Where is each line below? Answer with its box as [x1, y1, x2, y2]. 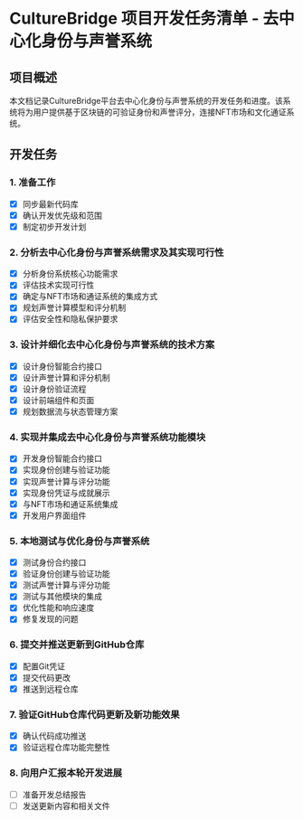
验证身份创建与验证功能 [22, 569, 110, 580]
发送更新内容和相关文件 [22, 800, 110, 811]
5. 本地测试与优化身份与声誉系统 [9, 534, 150, 547]
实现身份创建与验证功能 [22, 465, 110, 476]
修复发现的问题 [22, 614, 79, 625]
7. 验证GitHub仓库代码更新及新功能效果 [9, 708, 180, 721]
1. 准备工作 [9, 176, 56, 189]
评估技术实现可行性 [22, 279, 95, 290]
